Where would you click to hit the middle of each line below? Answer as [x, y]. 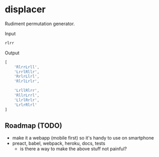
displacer [25, 9]
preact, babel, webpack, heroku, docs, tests [59, 143]
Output [12, 53]
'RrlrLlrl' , [27, 76]
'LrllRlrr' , [27, 91]
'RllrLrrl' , [27, 95]
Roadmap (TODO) [34, 125]
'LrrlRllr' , [27, 72]
